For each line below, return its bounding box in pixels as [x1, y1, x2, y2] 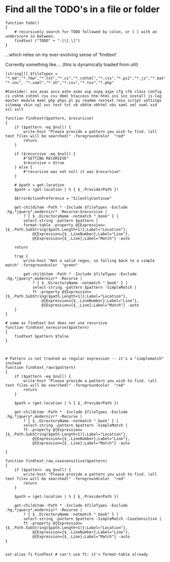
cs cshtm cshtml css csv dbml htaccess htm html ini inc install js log [5, 93, 162, 99]
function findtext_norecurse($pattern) [5, 324, 90, 330]
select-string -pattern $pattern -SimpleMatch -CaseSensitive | [23, 516, 162, 521]
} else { [14, 164, 33, 170]
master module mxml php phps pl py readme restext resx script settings [5, 98, 162, 103]
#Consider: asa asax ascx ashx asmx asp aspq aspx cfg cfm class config [5, 89, 162, 94]
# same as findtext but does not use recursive [5, 320, 108, 326]
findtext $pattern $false [14, 334, 69, 339]
